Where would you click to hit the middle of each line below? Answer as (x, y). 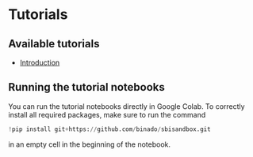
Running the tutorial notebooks (86, 87)
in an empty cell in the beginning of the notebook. (90, 144)
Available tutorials (54, 44)
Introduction (40, 62)
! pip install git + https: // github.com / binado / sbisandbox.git (110, 129)
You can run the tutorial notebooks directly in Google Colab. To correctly (126, 106)
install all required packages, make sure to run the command (107, 114)
